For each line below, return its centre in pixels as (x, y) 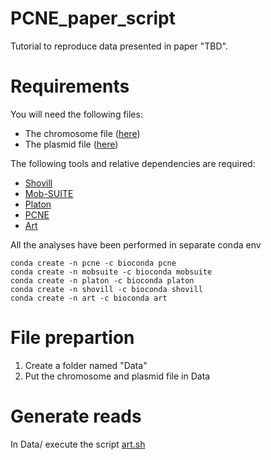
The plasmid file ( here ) (71, 144)
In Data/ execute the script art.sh (78, 444)
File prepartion (72, 338)
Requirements (70, 86)
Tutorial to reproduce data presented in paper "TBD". (119, 46)
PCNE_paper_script (93, 18)
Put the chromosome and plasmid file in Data (117, 376)
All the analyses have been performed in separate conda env (136, 244)
